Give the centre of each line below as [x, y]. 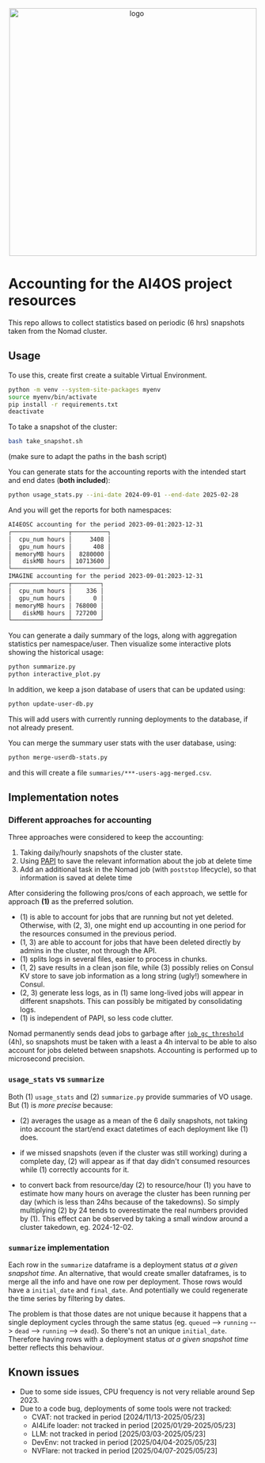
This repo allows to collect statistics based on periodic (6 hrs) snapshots [127, 322]
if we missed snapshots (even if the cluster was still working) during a [133, 1152]
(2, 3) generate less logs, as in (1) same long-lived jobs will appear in [131, 993]
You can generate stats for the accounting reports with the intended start [127, 472]
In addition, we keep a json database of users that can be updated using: [127, 689]
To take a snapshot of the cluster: [63, 427]
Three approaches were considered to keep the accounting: [106, 837]
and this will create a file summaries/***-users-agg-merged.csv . [110, 772]
